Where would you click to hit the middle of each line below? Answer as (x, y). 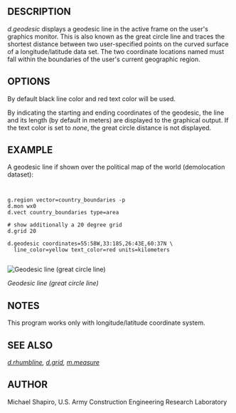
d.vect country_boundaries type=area (63, 213)
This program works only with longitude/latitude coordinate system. (107, 323)
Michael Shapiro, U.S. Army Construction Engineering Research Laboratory (117, 402)
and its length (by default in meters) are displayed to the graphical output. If (118, 120)
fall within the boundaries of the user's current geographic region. (104, 59)
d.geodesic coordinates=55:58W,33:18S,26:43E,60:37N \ (90, 244)
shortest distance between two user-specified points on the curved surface (118, 44)
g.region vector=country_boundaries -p (66, 200)
